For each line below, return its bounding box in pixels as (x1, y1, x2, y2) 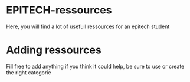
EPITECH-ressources (6, 4, 112, 17)
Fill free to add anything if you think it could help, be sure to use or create (6, 63, 185, 70)
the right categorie (6, 69, 51, 76)
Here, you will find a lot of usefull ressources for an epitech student (6, 23, 170, 30)
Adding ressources (6, 43, 101, 57)
